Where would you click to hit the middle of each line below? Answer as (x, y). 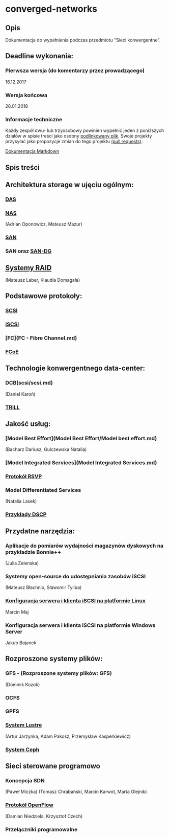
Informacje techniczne (34, 119)
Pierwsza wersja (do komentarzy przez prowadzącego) (75, 71)
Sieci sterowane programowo (53, 766)
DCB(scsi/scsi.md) (29, 383)
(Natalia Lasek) (21, 501)
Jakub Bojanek (21, 643)
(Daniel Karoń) (20, 394)
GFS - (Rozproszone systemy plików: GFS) (59, 673)
